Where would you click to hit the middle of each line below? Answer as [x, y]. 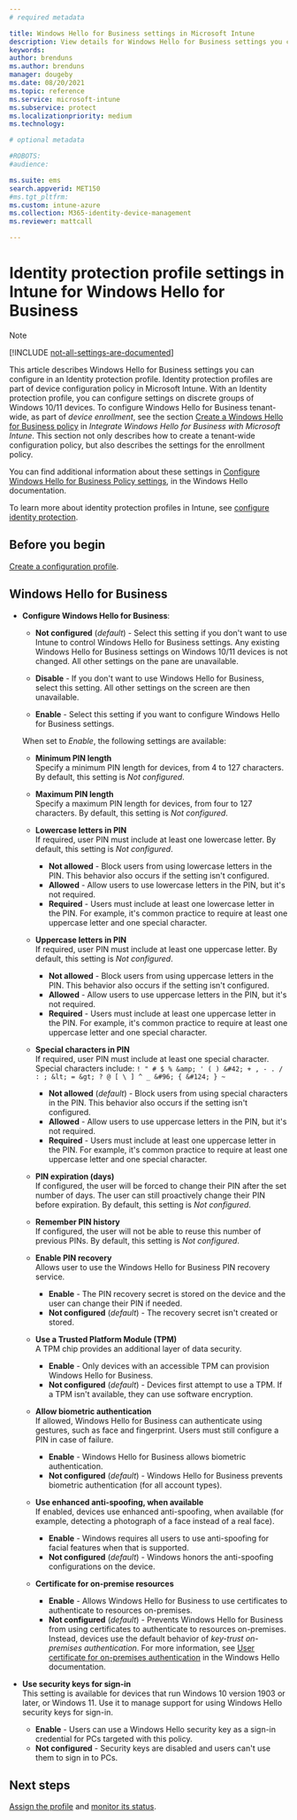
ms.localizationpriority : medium [71, 116]
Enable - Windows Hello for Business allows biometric [147, 1457]
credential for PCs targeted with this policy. [114, 1738]
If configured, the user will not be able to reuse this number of [148, 1231]
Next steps [40, 1785]
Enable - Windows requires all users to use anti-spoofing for [159, 1538]
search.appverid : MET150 [55, 188]
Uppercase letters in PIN [80, 940]
